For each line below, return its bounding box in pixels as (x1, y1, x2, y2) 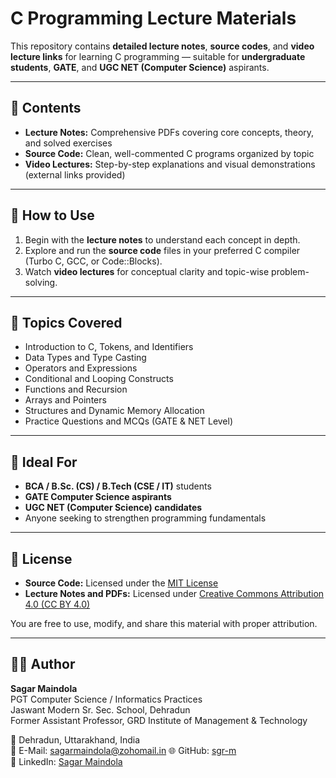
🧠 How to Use (10, 207, 95, 224)
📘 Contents (10, 100, 82, 117)
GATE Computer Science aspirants (24, 491, 172, 503)
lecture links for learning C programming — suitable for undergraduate (10, 50, 306, 62)
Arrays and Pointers (24, 394, 107, 406)
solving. (24, 276, 58, 288)
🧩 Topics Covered (10, 314, 123, 331)
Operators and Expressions (24, 362, 138, 374)
